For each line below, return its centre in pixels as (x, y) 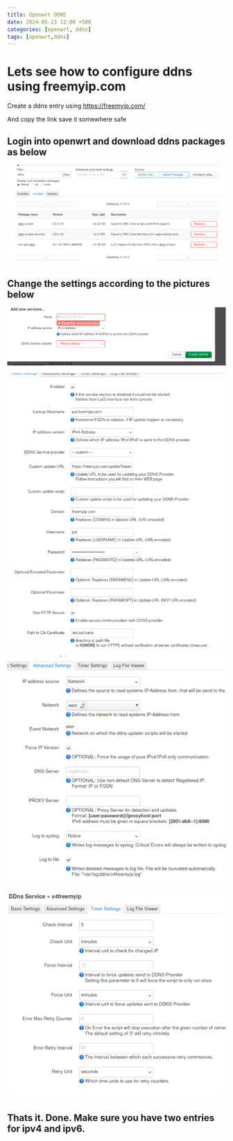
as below (27, 152)
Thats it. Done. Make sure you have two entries (111, 1118)
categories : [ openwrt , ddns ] (49, 29)
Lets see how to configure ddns (100, 72)
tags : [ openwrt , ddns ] (38, 37)
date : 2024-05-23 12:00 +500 (49, 22)
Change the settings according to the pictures (109, 284)
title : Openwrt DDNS (37, 15)
